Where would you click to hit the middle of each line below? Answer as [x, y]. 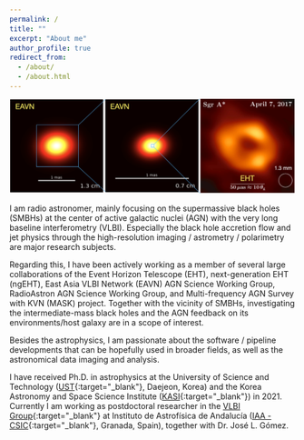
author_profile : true [50, 48]
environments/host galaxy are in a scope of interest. [107, 322]
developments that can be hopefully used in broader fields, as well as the [147, 349]
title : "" [28, 29]
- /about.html [44, 77]
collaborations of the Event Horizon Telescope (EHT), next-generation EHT [149, 274]
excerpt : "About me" [49, 38]
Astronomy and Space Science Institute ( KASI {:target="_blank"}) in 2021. [146, 396]
